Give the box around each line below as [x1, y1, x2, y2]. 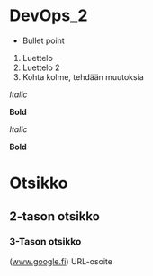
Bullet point [22, 35, 65, 46]
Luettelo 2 [22, 62, 60, 73]
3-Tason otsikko [9, 236, 82, 248]
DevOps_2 [9, 5, 88, 26]
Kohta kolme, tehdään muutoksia [22, 71, 144, 82]
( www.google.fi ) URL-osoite [9, 255, 112, 266]
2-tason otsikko [9, 209, 101, 224]
